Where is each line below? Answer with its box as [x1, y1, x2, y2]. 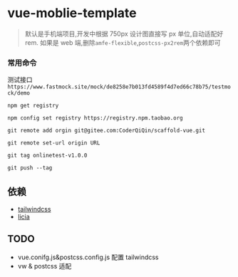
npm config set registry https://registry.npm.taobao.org [7, 115, 183, 122]
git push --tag [7, 164, 53, 172]
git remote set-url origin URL [7, 140, 100, 147]
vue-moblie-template [7, 5, 137, 21]
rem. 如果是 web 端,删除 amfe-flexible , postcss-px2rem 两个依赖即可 [24, 38, 221, 47]
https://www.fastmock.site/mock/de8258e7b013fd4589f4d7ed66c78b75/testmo [7, 83, 232, 90]
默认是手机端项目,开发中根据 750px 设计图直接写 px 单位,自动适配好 [24, 29, 224, 38]
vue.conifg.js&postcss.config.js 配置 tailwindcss [17, 253, 159, 261]
